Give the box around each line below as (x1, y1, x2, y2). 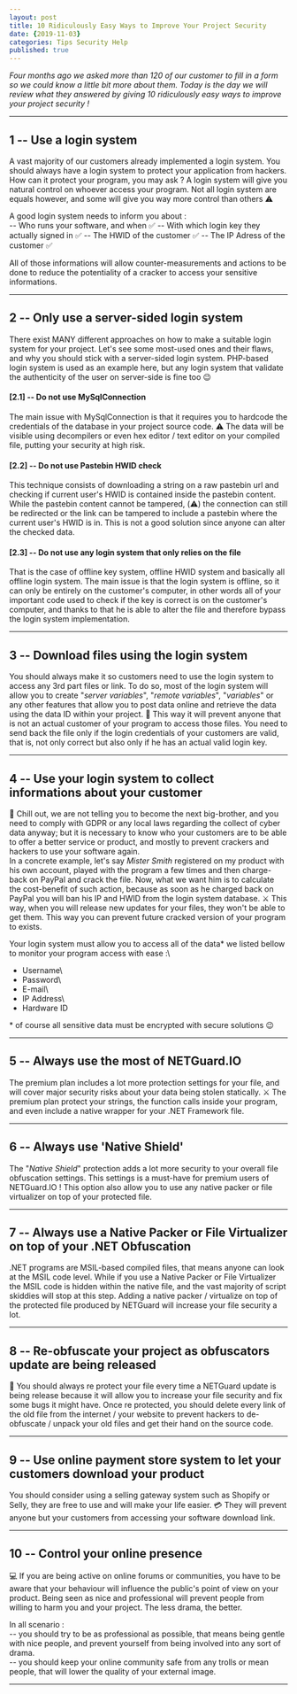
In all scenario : (9, 1619, 65, 1629)
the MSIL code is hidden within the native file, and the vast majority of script (9, 1281, 286, 1292)
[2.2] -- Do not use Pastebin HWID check (9, 460, 162, 470)
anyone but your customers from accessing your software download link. (9, 1512, 276, 1523)
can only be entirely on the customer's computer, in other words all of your (9, 585, 281, 596)
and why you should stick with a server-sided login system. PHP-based (9, 352, 270, 363)
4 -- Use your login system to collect (9, 771, 215, 786)
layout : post (9, 12, 57, 22)
